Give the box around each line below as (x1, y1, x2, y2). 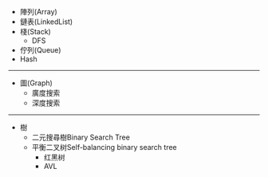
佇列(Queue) (19, 45, 61, 54)
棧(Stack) (19, 27, 52, 36)
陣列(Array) (19, 7, 57, 16)
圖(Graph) (19, 78, 53, 88)
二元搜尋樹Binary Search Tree (31, 132, 130, 142)
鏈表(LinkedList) (19, 17, 73, 26)
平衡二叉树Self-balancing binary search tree (31, 143, 177, 151)
